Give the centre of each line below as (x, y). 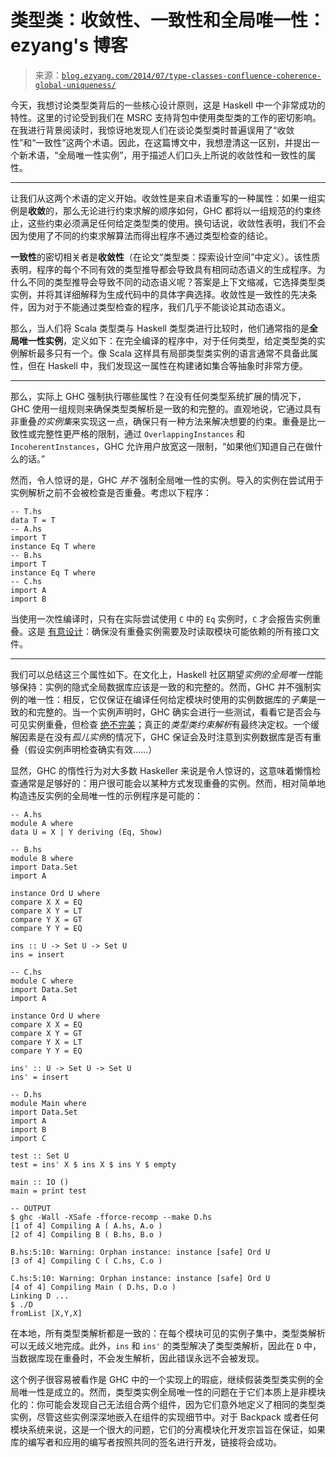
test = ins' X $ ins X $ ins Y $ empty (93, 1164)
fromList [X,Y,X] (46, 1313)
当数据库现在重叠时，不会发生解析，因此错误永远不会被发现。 (137, 1358)
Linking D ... (40, 1296)
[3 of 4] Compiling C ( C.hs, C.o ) (86, 1261)
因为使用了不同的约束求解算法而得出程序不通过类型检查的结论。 (141, 235)
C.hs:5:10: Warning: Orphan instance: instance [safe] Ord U (140, 1278)
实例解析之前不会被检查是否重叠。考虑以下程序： (111, 492)
